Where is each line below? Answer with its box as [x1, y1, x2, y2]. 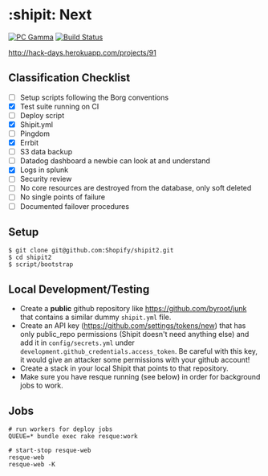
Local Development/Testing [8, 282, 150, 296]
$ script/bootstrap [8, 261, 74, 269]
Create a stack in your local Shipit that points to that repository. [19, 363, 229, 373]
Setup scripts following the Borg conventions [19, 92, 169, 102]
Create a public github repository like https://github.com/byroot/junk [19, 304, 247, 314]
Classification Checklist [8, 71, 131, 85]
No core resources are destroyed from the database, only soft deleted [19, 183, 252, 193]
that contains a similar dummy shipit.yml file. [19, 312, 172, 322]
